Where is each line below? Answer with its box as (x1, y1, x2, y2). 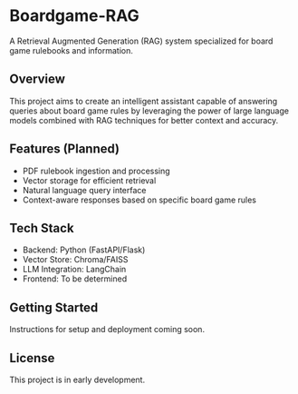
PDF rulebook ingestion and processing (22, 165, 170, 176)
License (9, 350, 55, 366)
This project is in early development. (9, 374, 146, 385)
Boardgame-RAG (9, 5, 140, 26)
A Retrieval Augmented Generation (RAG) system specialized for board (9, 35, 274, 46)
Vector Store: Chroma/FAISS (22, 254, 129, 265)
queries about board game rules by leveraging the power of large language (9, 105, 290, 116)
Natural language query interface (22, 184, 147, 195)
